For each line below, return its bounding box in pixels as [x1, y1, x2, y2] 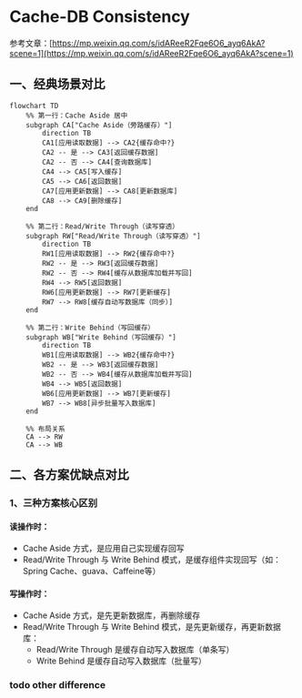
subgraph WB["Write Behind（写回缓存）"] [25, 332, 177, 342]
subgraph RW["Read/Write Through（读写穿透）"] [25, 231, 202, 240]
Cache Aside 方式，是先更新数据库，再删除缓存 [22, 610, 201, 621]
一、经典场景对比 [9, 76, 106, 92]
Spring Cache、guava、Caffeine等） [22, 566, 161, 577]
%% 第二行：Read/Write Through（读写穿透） [25, 221, 179, 231]
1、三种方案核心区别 [9, 497, 98, 510]
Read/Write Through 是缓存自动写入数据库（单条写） [35, 644, 235, 655]
